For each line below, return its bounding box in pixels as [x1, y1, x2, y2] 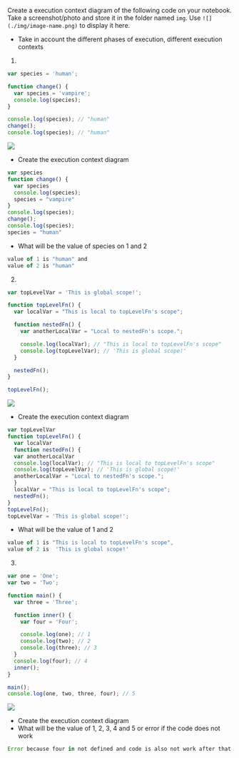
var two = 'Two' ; [7, 579, 59, 586]
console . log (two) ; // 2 [20, 637, 91, 645]
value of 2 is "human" [7, 262, 75, 270]
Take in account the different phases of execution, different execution [17, 35, 223, 43]
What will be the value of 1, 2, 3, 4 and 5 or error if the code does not [17, 724, 220, 733]
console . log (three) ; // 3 [20, 645, 98, 652]
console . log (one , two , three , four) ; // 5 [7, 690, 136, 697]
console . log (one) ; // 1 [20, 631, 91, 638]
